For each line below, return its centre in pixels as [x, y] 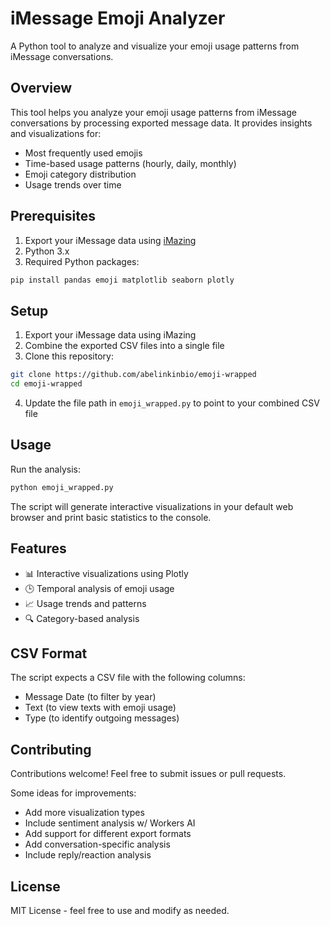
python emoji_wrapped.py [62, 487]
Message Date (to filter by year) [90, 697]
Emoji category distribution [80, 174]
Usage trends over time [73, 184]
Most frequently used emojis [83, 153]
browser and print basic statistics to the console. [111, 517]
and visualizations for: [56, 133]
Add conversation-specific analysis [97, 844]
